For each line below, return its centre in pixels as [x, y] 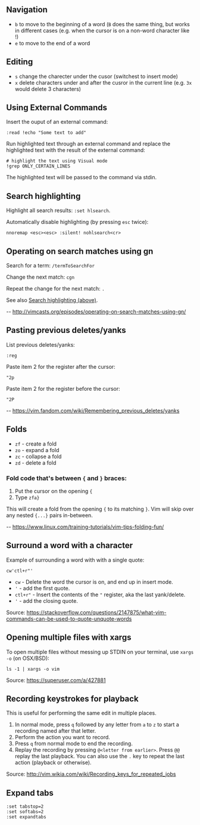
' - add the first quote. [42, 588]
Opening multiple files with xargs [69, 638]
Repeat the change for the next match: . [56, 289]
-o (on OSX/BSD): [28, 658]
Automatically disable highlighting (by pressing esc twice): [77, 222]
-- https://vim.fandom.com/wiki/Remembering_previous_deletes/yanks [93, 410]
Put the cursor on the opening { [54, 491]
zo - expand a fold [37, 450]
